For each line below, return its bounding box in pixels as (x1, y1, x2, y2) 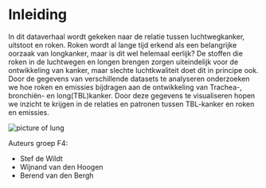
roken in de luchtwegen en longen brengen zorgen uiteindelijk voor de (8, 57, 239, 67)
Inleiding (8, 6, 68, 24)
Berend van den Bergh (19, 171, 94, 180)
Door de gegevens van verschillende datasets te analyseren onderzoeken (8, 74, 250, 83)
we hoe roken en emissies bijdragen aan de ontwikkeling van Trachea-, (8, 82, 242, 92)
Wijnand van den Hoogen (19, 162, 104, 171)
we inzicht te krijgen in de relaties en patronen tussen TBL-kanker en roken (8, 99, 255, 109)
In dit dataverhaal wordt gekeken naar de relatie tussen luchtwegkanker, (8, 32, 245, 41)
